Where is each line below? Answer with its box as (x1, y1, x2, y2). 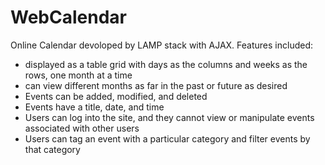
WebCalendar (10, 6, 127, 29)
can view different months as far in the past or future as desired (24, 79, 288, 91)
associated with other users (24, 122, 140, 134)
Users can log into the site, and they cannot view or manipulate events (24, 111, 315, 123)
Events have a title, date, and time (24, 101, 165, 113)
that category (24, 143, 81, 155)
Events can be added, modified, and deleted (24, 90, 208, 102)
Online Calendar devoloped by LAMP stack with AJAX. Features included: (10, 39, 314, 51)
